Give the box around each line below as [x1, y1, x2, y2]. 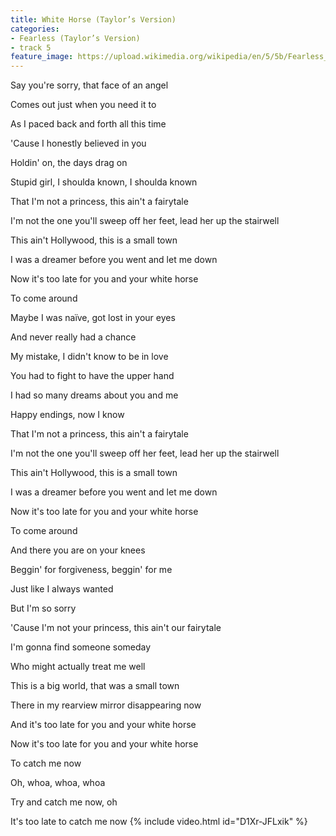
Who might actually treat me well [10, 661, 146, 673]
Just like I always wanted [10, 583, 114, 595]
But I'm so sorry [10, 602, 77, 615]
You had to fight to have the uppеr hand [10, 370, 175, 382]
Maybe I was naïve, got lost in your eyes [10, 312, 176, 324]
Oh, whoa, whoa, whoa [10, 777, 106, 789]
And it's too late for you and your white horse [10, 719, 197, 731]
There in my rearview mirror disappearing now [10, 699, 202, 711]
